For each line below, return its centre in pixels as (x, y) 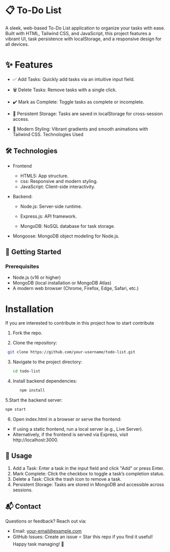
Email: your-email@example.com (47, 531)
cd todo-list (26, 371)
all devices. (17, 44)
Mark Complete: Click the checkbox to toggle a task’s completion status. (89, 474)
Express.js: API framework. (49, 216)
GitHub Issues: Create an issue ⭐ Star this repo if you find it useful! (83, 537)
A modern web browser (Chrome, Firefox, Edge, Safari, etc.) (76, 288)
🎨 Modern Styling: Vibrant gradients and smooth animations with (80, 129)
